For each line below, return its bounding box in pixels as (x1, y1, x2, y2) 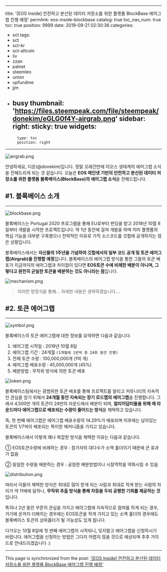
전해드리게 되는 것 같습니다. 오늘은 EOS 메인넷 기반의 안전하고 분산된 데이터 (10, 169, 156, 175)
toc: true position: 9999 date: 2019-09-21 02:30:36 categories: (5, 22, 134, 28)
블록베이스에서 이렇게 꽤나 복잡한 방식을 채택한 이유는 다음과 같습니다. (5, 434, 141, 440)
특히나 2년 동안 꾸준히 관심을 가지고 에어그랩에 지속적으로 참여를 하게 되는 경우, (5, 505, 159, 511)
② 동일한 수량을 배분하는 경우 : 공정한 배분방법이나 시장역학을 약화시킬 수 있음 (5, 462, 158, 468)
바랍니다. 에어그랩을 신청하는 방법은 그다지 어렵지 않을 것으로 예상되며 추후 (5, 534, 150, 540)
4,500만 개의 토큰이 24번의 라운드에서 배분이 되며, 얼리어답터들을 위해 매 (14, 401, 156, 407)
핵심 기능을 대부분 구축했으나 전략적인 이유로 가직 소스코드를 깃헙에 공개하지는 (5, 233, 157, 239)
